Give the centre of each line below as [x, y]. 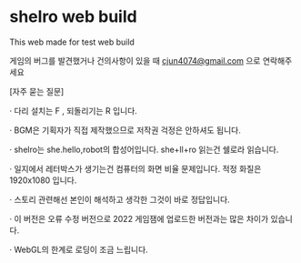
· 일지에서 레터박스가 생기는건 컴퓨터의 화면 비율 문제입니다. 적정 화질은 [135, 168]
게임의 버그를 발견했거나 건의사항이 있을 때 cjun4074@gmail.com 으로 [135, 60]
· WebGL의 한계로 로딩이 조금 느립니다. [79, 249]
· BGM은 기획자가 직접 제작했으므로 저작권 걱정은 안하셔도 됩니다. [125, 130]
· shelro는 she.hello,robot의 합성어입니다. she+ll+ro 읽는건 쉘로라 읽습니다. [144, 149]
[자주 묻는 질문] [37, 91]
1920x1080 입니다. [43, 180]
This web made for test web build [72, 42]
